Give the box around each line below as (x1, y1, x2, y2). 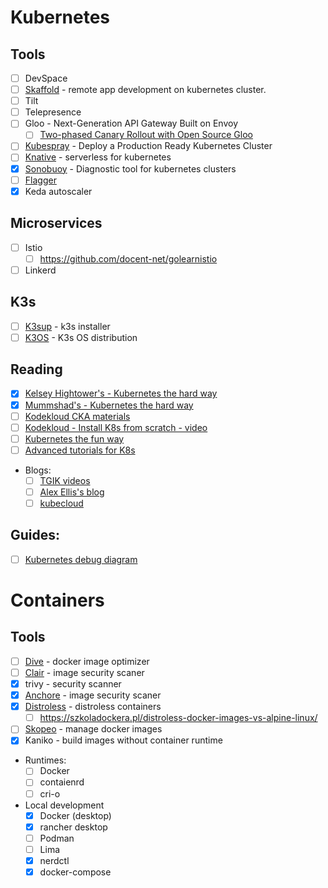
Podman (39, 832, 75, 844)
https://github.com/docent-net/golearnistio (39, 252, 218, 265)
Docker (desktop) (39, 809, 112, 821)
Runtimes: (24, 754, 67, 766)
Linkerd (24, 264, 57, 276)
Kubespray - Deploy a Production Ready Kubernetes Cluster (24, 140, 273, 152)
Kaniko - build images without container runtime (24, 734, 223, 746)
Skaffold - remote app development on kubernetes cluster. (24, 84, 267, 96)
